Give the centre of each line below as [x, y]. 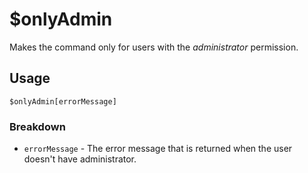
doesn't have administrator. [80, 159]
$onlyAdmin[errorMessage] [63, 101]
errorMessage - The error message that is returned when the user [158, 149]
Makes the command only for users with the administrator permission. [154, 47]
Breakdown [37, 126]
